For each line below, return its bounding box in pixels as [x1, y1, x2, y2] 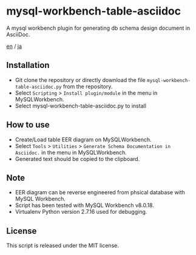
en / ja [6, 42, 22, 50]
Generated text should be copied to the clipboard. [15, 155, 140, 162]
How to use [6, 120, 50, 130]
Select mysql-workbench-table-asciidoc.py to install [15, 102, 147, 109]
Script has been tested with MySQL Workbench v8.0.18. [15, 202, 155, 209]
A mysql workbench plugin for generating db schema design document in [6, 24, 191, 32]
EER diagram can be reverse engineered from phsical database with [15, 189, 185, 196]
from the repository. [63, 83, 113, 90]
